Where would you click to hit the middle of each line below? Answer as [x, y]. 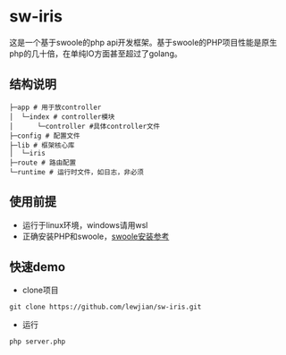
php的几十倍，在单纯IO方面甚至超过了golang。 [96, 53]
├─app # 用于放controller [55, 107]
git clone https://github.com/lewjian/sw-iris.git [105, 307]
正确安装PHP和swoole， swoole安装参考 [96, 236]
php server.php [38, 342]
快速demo [37, 267]
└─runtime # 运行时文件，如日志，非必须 [77, 172]
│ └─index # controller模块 [62, 117]
